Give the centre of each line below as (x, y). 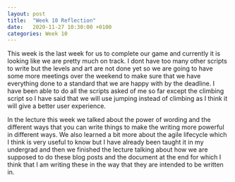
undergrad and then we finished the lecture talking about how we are (108, 150)
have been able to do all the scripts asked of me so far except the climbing (116, 91)
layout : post (26, 14)
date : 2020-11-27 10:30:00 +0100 (60, 27)
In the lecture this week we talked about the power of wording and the (109, 120)
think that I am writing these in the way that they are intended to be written (115, 165)
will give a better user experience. (56, 106)
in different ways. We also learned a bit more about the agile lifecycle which (117, 135)
